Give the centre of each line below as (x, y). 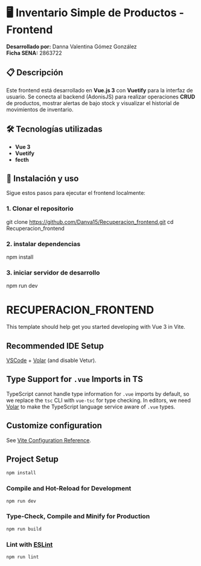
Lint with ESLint (30, 544)
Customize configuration (54, 426)
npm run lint (23, 557)
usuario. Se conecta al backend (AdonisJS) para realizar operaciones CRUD (101, 97)
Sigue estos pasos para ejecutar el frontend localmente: (76, 193)
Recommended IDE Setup (55, 346)
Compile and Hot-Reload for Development (69, 489)
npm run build (24, 529)
